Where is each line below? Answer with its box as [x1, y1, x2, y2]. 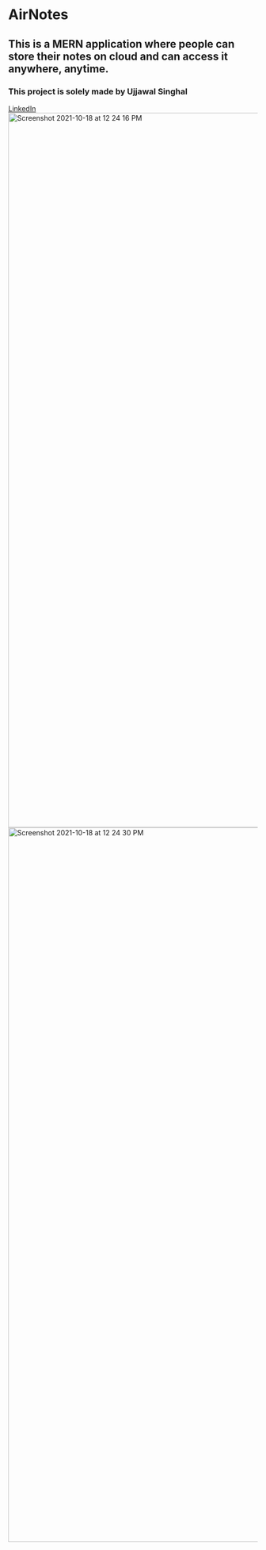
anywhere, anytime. [8, 62, 109, 75]
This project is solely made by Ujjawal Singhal [8, 86, 188, 97]
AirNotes [8, 6, 69, 24]
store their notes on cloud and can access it [8, 49, 228, 63]
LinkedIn [8, 103, 36, 113]
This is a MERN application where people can [8, 37, 235, 51]
